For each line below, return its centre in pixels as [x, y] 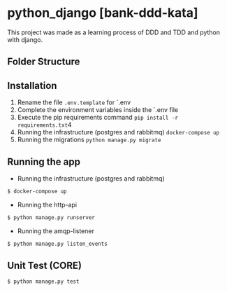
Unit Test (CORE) [45, 265]
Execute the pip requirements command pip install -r [97, 118]
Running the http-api [47, 204]
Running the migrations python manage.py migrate [89, 140]
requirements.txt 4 [44, 125]
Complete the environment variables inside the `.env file [98, 110]
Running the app [44, 161]
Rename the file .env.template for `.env [74, 102]
